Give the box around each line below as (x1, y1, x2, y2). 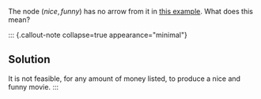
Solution (8, 53, 51, 66)
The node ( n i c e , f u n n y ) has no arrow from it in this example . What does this (8, 7, 253, 16)
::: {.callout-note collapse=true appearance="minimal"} (8, 31, 187, 39)
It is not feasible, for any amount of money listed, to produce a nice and (8, 74, 241, 83)
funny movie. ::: (8, 82, 59, 91)
